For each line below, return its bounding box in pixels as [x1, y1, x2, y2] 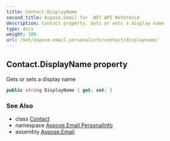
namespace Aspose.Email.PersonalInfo [15, 122, 114, 129]
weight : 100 [6, 31, 36, 38]
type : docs [6, 25, 34, 32]
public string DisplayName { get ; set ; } [6, 87, 113, 93]
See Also [6, 101, 33, 110]
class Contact [15, 115, 50, 122]
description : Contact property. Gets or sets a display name [6, 20, 165, 26]
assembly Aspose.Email [15, 128, 75, 135]
